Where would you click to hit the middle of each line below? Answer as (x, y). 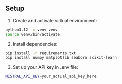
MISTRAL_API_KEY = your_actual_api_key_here (51, 77)
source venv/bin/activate (33, 34)
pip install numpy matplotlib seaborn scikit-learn (61, 58)
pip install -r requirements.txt (41, 53)
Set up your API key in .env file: (45, 67)
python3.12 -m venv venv (32, 30)
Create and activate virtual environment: (55, 20)
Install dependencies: (35, 44)
